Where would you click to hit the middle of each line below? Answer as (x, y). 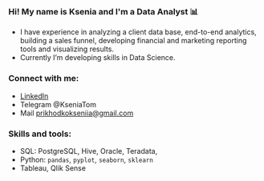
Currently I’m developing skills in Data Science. (97, 58)
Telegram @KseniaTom (58, 104)
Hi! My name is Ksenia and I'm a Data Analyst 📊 (104, 11)
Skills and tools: (40, 134)
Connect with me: (44, 78)
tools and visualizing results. (67, 49)
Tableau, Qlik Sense (53, 168)
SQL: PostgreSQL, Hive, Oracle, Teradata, (89, 151)
